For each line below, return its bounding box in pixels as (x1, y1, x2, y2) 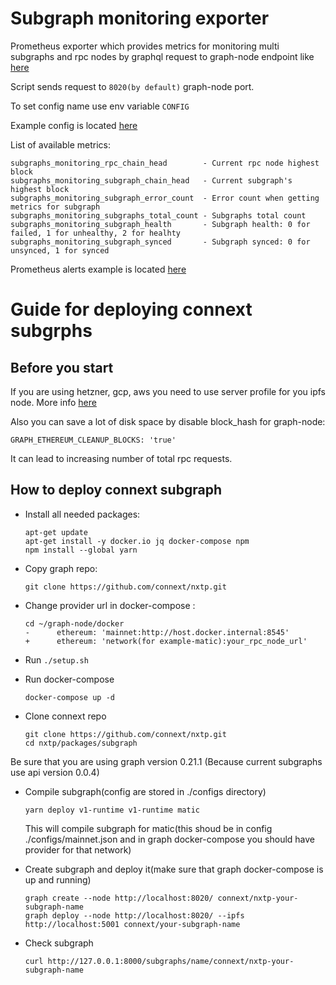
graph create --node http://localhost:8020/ (24, 893, 214, 903)
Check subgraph (24, 937, 94, 949)
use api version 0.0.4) (10, 766, 100, 778)
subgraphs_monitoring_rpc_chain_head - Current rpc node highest (10, 158, 320, 168)
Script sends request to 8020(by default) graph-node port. (10, 80, 255, 92)
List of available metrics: (10, 138, 111, 151)
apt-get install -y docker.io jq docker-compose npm (24, 536, 250, 546)
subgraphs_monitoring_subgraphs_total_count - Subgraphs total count (10, 210, 307, 221)
